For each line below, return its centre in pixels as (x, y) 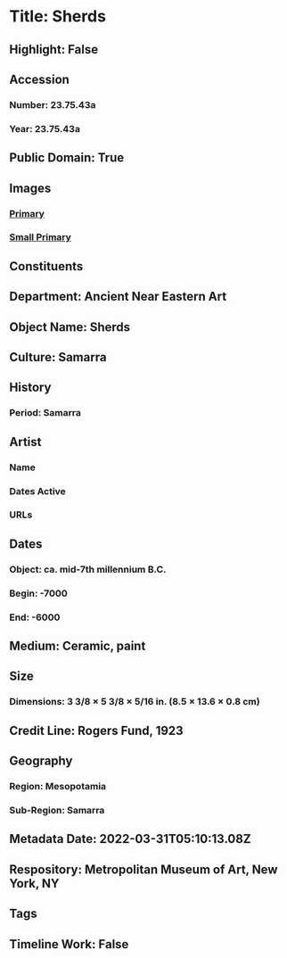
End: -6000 (35, 617)
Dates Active (38, 491)
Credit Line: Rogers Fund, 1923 (97, 730)
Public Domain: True (67, 158)
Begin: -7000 (39, 593)
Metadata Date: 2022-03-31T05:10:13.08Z (130, 839)
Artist (25, 442)
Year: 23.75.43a (45, 128)
